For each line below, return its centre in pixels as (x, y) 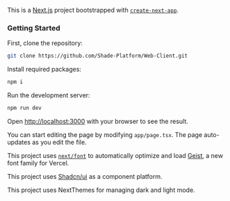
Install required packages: (44, 70)
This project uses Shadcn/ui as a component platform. (85, 176)
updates (19, 142)
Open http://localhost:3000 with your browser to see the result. (98, 121)
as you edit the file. (59, 142)
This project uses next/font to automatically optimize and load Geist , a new (115, 155)
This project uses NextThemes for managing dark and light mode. (101, 190)
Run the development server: (49, 95)
